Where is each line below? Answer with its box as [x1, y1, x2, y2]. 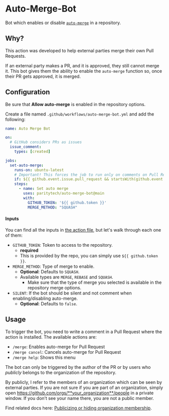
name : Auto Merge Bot [5, 126, 51, 131]
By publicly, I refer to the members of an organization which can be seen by [5, 379, 162, 385]
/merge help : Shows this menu [12, 354, 76, 360]
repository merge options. [27, 284, 81, 290]
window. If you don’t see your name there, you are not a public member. [5, 395, 154, 401]
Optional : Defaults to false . [20, 300, 77, 306]
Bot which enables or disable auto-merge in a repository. [5, 20, 121, 26]
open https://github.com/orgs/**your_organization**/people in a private [5, 390, 154, 396]
